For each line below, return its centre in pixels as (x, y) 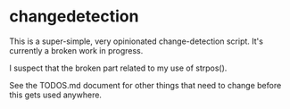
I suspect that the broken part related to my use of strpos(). (118, 68)
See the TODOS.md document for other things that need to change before (145, 85)
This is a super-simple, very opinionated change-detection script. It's (136, 41)
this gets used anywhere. (56, 95)
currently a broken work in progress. (76, 50)
